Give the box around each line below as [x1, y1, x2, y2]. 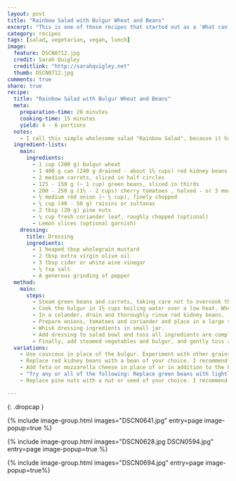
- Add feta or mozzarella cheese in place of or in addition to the [20, 364, 225, 371]
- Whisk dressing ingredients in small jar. [32, 325, 165, 332]
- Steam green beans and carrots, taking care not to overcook [32, 299, 221, 306]
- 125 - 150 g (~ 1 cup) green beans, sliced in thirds [32, 180, 199, 187]
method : [13, 279, 37, 286]
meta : [13, 102, 30, 109]
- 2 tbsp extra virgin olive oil [32, 253, 131, 260]
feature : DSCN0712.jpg [13, 50, 80, 57]
